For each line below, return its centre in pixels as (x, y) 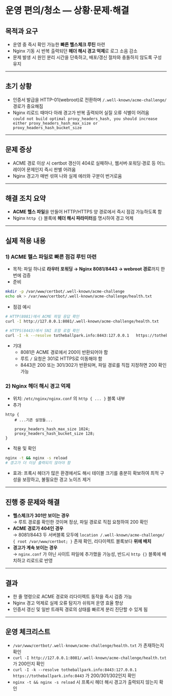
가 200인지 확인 (29, 664)
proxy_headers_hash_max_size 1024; (52, 429)
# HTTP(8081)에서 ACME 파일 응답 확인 (42, 316)
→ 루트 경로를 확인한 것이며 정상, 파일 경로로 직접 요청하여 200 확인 (80, 522)
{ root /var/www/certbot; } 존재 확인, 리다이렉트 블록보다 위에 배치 (82, 541)
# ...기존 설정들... (34, 420)
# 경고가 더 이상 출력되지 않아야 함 (38, 463)
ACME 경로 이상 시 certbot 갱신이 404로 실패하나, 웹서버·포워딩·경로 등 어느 (89, 163)
